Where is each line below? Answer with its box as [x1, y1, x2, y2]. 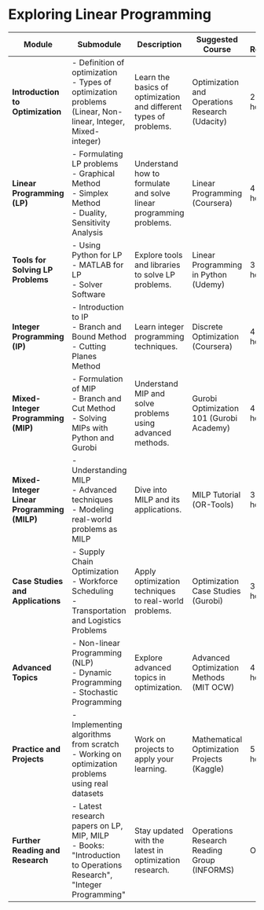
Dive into [134, 484, 167, 495]
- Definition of [71, 57, 125, 68]
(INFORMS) [192, 864, 234, 875]
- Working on [71, 748, 122, 759]
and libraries [134, 259, 181, 270]
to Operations [71, 859, 123, 870]
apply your [134, 753, 174, 764]
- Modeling [71, 504, 114, 515]
